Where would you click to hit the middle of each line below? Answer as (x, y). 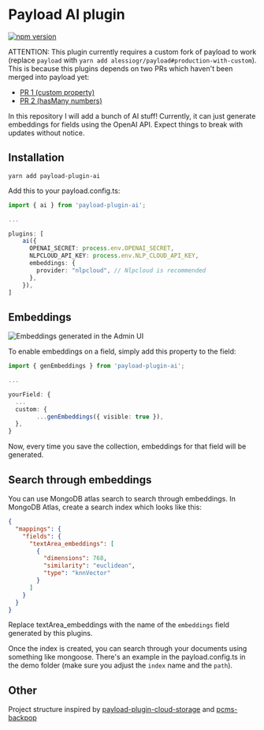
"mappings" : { (38, 529)
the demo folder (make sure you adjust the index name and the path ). (121, 665)
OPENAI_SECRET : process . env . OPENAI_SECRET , (102, 248)
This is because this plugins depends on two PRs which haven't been (121, 68)
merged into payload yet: (49, 77)
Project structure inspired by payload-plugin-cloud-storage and (112, 709)
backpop (22, 718)
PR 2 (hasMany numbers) (61, 100)
